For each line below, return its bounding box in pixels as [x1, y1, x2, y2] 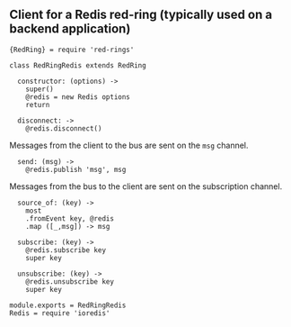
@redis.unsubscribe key [25, 277, 115, 286]
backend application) [9, 22, 131, 37]
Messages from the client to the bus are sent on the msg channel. [9, 140, 249, 150]
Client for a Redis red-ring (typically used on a [9, 7, 272, 23]
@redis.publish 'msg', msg [25, 165, 127, 174]
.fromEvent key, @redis [25, 213, 115, 223]
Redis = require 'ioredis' [9, 308, 110, 318]
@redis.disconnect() [25, 123, 102, 133]
